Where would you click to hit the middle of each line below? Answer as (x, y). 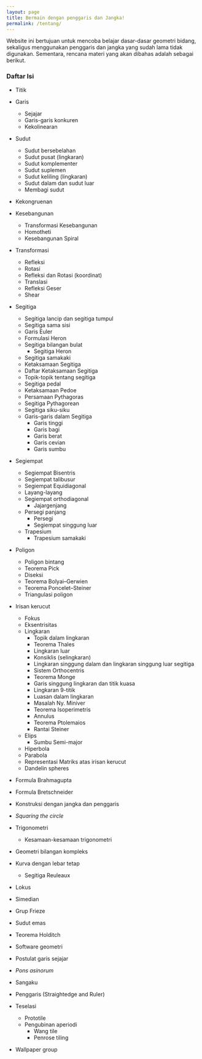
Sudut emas (30, 923)
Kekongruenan (34, 201)
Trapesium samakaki (60, 538)
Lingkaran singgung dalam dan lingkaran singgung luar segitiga (114, 664)
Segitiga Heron (52, 351)
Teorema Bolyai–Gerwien (56, 581)
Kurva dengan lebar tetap (47, 863)
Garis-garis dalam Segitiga (58, 416)
